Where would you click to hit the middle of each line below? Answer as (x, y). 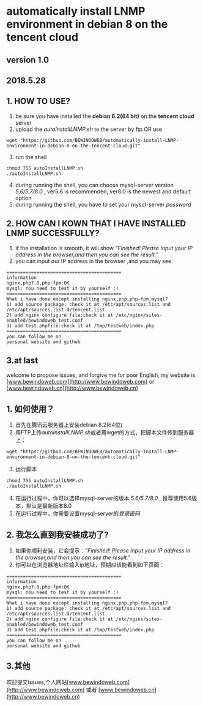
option (23, 198)
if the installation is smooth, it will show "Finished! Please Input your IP (104, 248)
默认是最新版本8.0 (49, 506)
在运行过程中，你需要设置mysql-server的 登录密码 (78, 514)
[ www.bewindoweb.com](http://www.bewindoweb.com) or (80, 382)
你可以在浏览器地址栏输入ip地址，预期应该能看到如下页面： (90, 565)
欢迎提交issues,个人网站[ (38, 682)
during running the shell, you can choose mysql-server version (94, 185)
